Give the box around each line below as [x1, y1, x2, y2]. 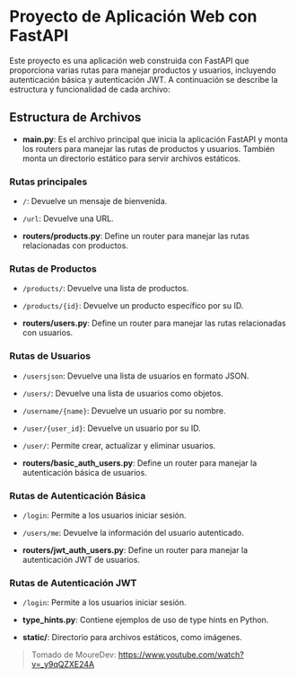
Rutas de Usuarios [9, 350, 92, 362]
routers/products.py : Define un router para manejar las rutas [22, 231, 249, 242]
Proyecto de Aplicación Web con [9, 6, 258, 27]
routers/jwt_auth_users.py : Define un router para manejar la [22, 544, 249, 555]
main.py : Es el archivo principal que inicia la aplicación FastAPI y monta [22, 133, 289, 145]
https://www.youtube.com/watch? [118, 649, 244, 660]
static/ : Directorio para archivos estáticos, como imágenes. [22, 632, 242, 643]
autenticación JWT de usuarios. [22, 554, 141, 565]
